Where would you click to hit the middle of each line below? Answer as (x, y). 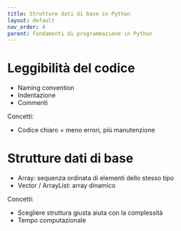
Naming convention (46, 88)
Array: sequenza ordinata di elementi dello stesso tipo (96, 178)
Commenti (32, 103)
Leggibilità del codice (71, 68)
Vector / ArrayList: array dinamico (67, 186)
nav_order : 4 (26, 27)
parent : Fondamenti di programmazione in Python (80, 33)
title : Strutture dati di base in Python (69, 14)
